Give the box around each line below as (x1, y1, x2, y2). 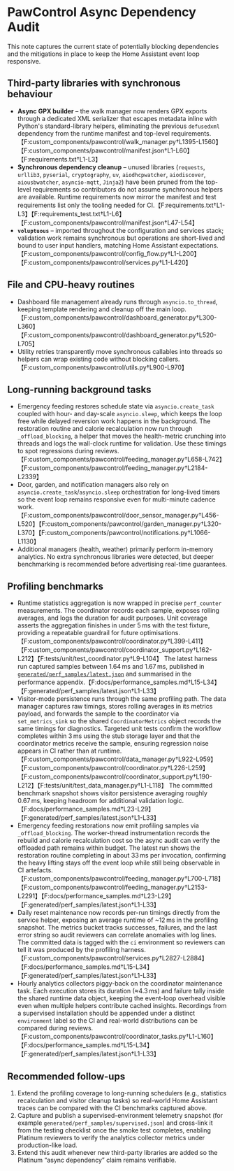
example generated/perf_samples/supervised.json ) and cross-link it (17, 1119, 213, 1127)
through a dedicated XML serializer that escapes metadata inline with (17, 114, 217, 122)
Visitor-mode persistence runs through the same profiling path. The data (17, 695, 227, 703)
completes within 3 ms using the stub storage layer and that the (17, 732, 200, 740)
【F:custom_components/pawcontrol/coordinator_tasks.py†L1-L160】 (17, 1032, 217, 1041)
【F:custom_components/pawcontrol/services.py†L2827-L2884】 (17, 954, 208, 963)
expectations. (179, 241, 219, 249)
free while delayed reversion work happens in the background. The (17, 417, 211, 425)
